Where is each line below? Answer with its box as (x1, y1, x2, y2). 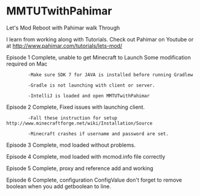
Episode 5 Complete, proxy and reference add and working (6, 164, 153, 172)
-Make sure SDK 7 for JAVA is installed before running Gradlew (28, 72, 193, 78)
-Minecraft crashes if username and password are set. (28, 130, 169, 136)
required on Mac (6, 60, 48, 67)
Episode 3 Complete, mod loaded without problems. (6, 141, 136, 149)
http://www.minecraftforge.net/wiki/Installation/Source (6, 120, 153, 126)
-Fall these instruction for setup (28, 115, 118, 121)
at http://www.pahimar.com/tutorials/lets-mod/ (6, 42, 123, 49)
